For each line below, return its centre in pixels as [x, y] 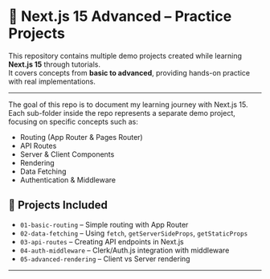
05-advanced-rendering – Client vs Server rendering [105, 258]
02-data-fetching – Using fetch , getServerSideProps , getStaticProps [134, 233]
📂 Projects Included [58, 205]
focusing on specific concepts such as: [73, 121]
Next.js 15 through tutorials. [55, 64]
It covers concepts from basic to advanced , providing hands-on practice [129, 72]
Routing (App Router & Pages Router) [81, 137]
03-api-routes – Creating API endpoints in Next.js [102, 241]
